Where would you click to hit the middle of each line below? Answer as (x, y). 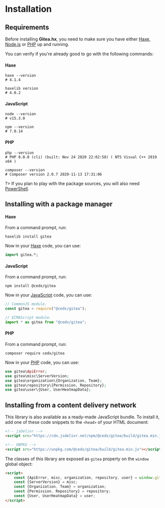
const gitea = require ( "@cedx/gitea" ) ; (46, 309)
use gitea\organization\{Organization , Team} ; (54, 380)
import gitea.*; (22, 255)
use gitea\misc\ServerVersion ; (37, 376)
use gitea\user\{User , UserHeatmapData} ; (48, 390)
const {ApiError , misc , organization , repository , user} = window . (84, 477)
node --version (21, 114)
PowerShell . (17, 189)
